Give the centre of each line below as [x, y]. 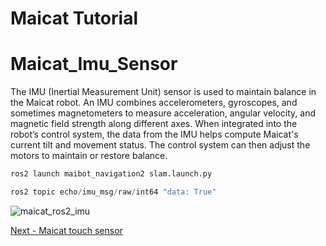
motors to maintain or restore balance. [89, 156]
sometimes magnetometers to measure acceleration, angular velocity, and [163, 113]
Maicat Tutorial [74, 18]
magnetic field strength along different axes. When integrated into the [154, 124]
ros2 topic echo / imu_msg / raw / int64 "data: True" [113, 192]
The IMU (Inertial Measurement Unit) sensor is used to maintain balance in [163, 92]
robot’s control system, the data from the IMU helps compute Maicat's [154, 134]
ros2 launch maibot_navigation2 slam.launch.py [111, 174]
